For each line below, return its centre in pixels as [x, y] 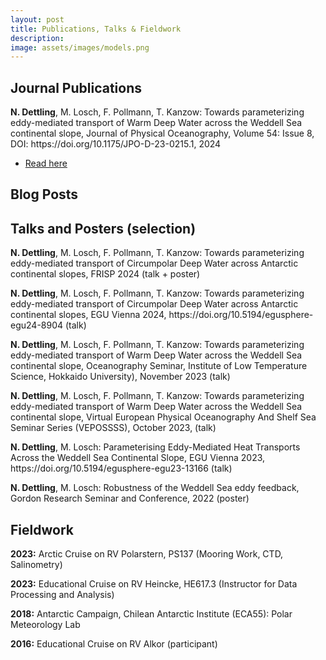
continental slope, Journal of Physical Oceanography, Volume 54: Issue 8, [162, 133]
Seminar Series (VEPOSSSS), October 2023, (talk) [113, 428]
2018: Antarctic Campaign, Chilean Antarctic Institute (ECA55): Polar [151, 614]
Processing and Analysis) [62, 595]
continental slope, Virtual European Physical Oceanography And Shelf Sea [163, 417]
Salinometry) [36, 565]
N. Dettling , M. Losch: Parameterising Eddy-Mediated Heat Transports [155, 447]
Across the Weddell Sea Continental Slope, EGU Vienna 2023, [138, 458]
